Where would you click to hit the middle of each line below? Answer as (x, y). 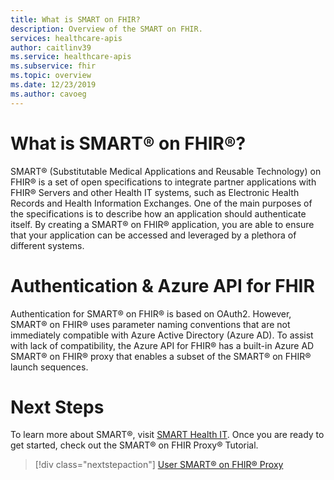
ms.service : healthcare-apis (71, 57)
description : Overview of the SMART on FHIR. (106, 29)
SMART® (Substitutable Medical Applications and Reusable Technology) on (166, 171)
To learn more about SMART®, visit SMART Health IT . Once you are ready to (167, 435)
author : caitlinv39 (51, 47)
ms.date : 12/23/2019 (53, 85)
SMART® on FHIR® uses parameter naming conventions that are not (150, 324)
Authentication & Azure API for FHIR (162, 285)
